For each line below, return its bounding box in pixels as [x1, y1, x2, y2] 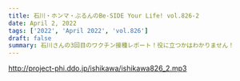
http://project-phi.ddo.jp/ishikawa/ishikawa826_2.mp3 [8, 63, 187, 73]
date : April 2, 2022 [8, 19, 78, 27]
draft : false [8, 34, 52, 43]
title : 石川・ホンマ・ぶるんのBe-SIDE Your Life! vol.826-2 [8, 11, 200, 20]
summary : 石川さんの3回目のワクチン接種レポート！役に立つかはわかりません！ [8, 42, 234, 50]
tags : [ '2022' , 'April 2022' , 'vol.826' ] [8, 26, 149, 34]
